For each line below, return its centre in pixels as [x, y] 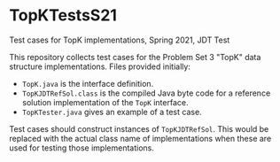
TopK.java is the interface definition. [88, 83]
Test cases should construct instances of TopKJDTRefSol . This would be [139, 128]
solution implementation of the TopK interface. [105, 102]
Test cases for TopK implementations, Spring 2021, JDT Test [120, 40]
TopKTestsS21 [63, 15]
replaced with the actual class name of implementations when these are [140, 138]
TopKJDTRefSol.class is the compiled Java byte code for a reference [146, 93]
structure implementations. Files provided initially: [100, 66]
